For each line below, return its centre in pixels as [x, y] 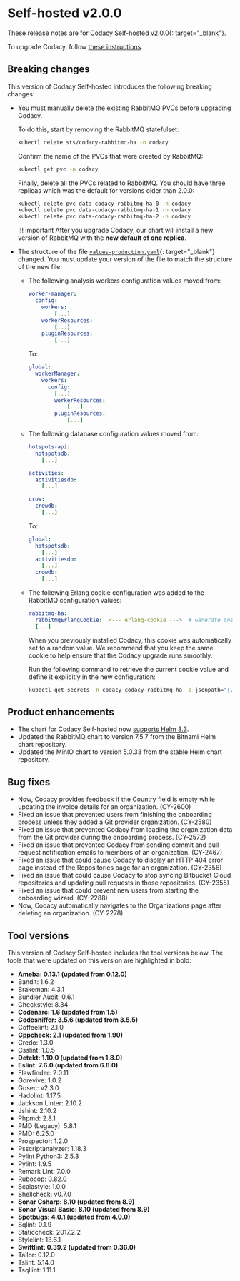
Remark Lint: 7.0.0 [44, 1171]
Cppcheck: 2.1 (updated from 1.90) [70, 1035]
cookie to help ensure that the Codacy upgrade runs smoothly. [120, 655]
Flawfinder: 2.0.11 [43, 1072]
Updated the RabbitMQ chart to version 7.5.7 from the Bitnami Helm [117, 737]
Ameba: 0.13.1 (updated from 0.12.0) [72, 974]
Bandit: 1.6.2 [36, 981]
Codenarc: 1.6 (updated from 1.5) [67, 1012]
